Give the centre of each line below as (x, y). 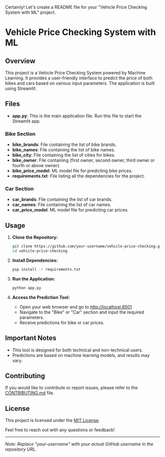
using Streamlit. (21, 88)
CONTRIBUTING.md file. (30, 393)
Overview (20, 61)
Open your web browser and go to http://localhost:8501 (76, 307)
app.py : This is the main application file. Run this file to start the (77, 116)
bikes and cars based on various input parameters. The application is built (80, 83)
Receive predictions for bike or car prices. (62, 322)
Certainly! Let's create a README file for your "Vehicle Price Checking (76, 7)
